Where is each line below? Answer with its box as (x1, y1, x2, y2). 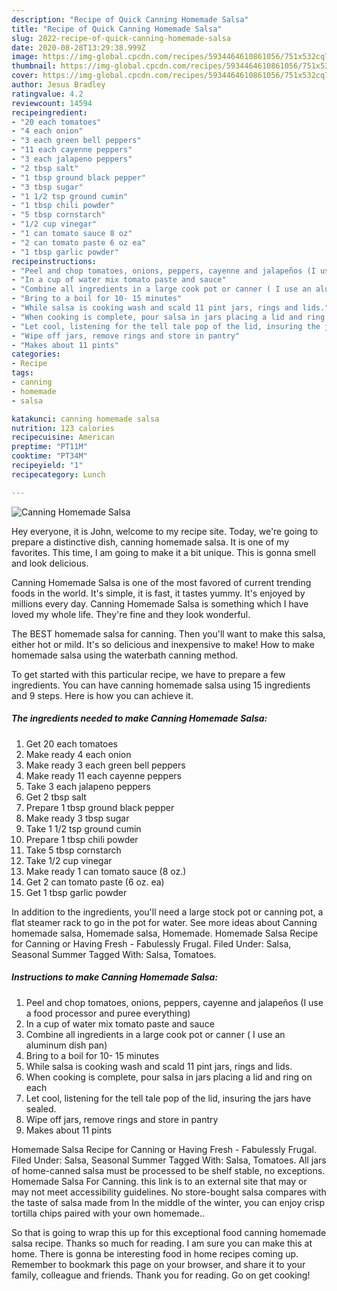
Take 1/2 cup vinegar (25, 854, 113, 866)
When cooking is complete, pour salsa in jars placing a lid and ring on (25, 1071, 313, 1083)
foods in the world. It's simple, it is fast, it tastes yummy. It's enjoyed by (11, 587, 306, 599)
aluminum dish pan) (25, 1039, 108, 1051)
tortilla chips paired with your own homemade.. (11, 1207, 206, 1219)
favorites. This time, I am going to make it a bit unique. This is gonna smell (11, 546, 316, 558)
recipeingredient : (11, 107, 88, 118)
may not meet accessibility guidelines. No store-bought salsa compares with (11, 1186, 327, 1198)
